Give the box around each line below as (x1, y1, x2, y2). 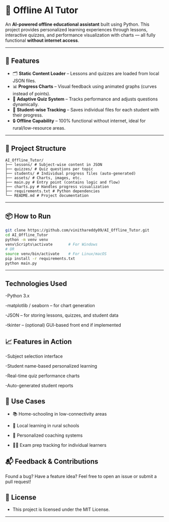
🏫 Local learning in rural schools (12, 422, 79, 428)
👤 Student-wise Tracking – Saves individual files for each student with (12, 106, 159, 112)
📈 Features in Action (5, 337, 72, 346)
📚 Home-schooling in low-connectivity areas (12, 411, 107, 417)
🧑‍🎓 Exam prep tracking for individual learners (12, 442, 107, 448)
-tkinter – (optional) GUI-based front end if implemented (5, 322, 122, 328)
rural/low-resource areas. (12, 125, 66, 131)
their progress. (12, 112, 44, 118)
